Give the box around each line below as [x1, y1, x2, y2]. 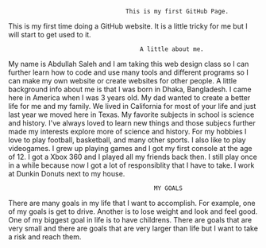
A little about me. [139, 45, 204, 53]
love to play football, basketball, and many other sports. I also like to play [8, 135, 246, 145]
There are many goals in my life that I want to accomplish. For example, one [8, 199, 256, 207]
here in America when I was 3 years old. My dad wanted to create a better [8, 93, 251, 103]
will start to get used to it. [8, 30, 91, 39]
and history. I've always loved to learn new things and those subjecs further [8, 118, 256, 127]
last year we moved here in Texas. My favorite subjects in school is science [8, 110, 255, 119]
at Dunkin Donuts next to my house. [8, 169, 125, 178]
